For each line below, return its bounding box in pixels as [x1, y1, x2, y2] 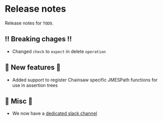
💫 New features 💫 [5, 63, 61, 72]
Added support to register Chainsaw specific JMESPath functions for [12, 77, 158, 83]
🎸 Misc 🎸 [5, 96, 33, 105]
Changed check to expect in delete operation [12, 48, 106, 54]
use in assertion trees [12, 82, 58, 88]
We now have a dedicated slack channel [12, 110, 98, 116]
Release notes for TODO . [5, 20, 54, 26]
